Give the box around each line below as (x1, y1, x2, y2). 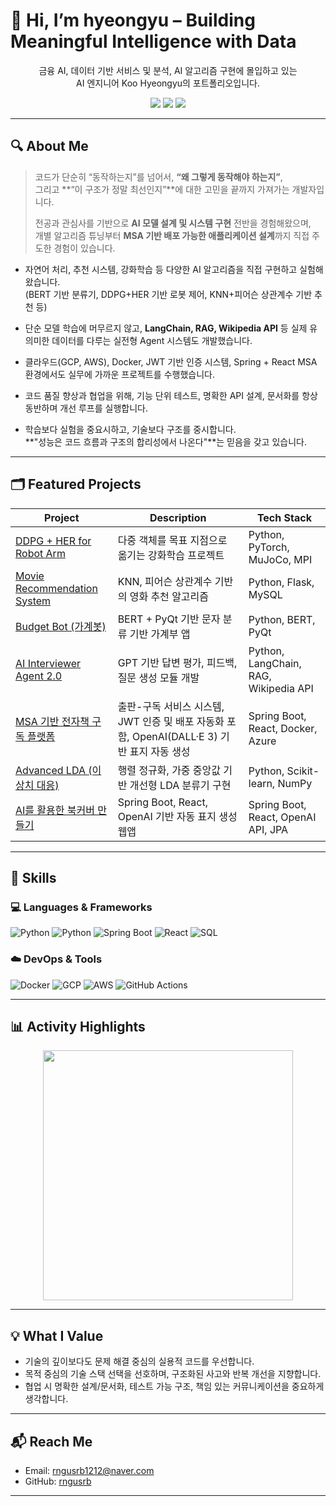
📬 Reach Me (10, 1433, 93, 1450)
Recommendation (15, 581, 98, 595)
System (15, 594, 52, 608)
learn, (248, 776, 276, 790)
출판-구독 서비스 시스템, (117, 699, 225, 713)
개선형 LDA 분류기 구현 (129, 778, 232, 792)
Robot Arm (15, 546, 66, 560)
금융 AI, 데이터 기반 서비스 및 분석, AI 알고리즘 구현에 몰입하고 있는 (38, 64, 298, 76)
